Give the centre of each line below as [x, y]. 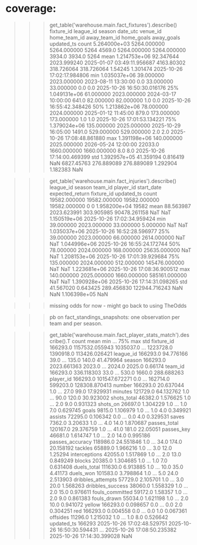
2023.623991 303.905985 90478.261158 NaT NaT [110, 212]
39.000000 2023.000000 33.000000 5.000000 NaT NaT [119, 225]
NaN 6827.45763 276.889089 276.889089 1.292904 [113, 163]
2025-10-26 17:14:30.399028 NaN [91, 536]
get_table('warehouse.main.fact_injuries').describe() [113, 181]
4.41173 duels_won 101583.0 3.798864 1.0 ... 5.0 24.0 [114, 473]
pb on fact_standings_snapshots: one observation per [115, 317]
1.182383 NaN [66, 169]
